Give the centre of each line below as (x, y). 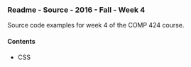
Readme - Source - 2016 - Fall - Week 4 (76, 10)
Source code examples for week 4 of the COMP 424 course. (96, 25)
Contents (21, 41)
